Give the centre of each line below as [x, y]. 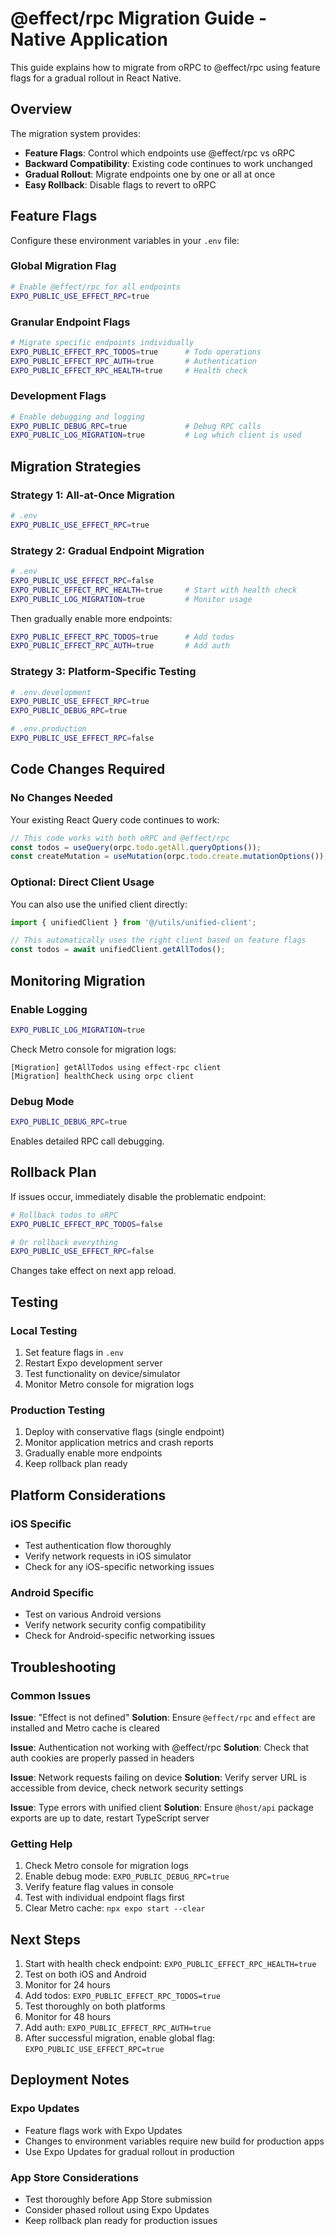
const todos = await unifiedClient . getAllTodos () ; [118, 950]
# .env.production [48, 729]
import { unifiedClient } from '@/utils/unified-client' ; [133, 922]
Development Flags [58, 396]
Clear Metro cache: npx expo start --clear [115, 1908]
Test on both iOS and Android [85, 1974]
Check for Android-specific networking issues [119, 1636]
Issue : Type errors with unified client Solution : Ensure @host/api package [162, 1807]
